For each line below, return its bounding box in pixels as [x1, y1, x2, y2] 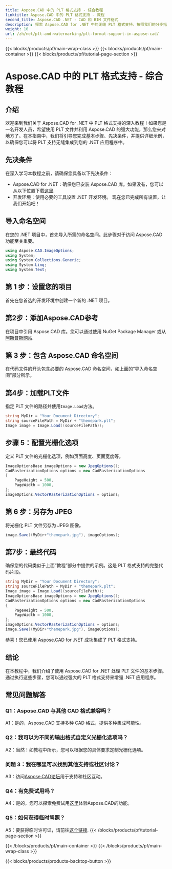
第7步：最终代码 [5, 548, 57, 556]
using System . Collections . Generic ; [5, 258, 81, 263]
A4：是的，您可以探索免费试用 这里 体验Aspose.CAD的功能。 [5, 800, 132, 806]
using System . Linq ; [5, 262, 47, 267]
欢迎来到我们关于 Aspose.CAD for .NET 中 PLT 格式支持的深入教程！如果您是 [5, 120, 167, 126]
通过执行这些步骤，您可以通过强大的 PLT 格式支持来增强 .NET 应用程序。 [5, 674, 159, 680]
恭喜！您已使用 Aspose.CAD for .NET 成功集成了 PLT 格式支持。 [5, 636, 140, 643]
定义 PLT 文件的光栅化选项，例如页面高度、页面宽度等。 [5, 453, 124, 459]
